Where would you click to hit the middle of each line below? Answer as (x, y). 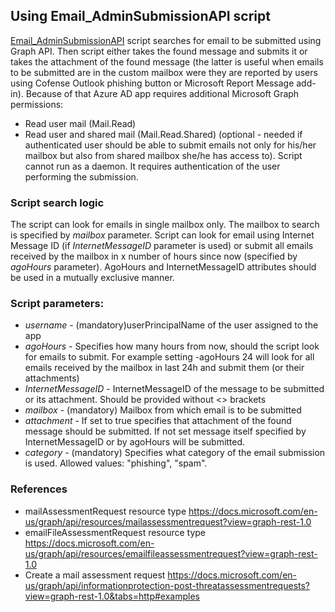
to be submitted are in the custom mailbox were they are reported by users (164, 72)
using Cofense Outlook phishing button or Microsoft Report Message (152, 83)
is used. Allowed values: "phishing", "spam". (116, 463)
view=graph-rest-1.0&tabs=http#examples (112, 596)
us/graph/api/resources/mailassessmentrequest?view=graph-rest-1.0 (168, 521)
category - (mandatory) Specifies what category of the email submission (175, 453)
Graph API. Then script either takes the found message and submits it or (159, 51)
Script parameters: (57, 304)
